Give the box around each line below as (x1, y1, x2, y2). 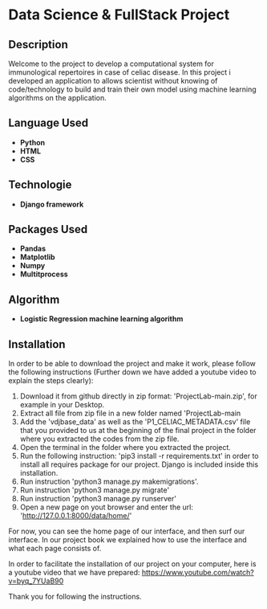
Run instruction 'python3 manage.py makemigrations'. (19, 476, 199, 487)
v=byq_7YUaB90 (8, 576, 64, 586)
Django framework (19, 199, 84, 209)
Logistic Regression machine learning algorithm (19, 314, 184, 324)
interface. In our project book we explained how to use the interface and (8, 535, 247, 545)
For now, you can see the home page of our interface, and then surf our (8, 526, 245, 536)
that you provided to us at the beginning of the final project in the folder (19, 426, 257, 435)
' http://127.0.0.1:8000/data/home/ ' (19, 511, 132, 521)
